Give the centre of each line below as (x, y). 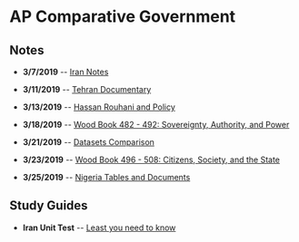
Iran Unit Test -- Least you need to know (99, 227)
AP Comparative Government (123, 17)
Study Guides (49, 206)
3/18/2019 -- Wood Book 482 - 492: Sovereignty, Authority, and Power (156, 125)
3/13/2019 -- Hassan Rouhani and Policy (99, 107)
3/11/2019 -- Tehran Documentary (87, 89)
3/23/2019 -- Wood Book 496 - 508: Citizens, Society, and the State (151, 160)
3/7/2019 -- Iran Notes (65, 72)
